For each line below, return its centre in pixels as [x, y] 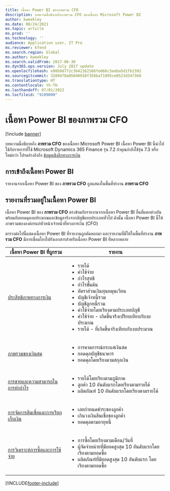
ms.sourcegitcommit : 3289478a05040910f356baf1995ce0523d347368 [73, 76]
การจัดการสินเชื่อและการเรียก [35, 412]
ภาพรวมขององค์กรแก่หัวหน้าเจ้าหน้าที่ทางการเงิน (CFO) [52, 223]
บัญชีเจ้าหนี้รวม [92, 297]
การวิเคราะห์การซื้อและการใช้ [35, 449]
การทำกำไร [18, 388]
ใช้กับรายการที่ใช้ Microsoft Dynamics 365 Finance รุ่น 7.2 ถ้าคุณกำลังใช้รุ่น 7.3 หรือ [82, 149]
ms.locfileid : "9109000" [31, 95]
